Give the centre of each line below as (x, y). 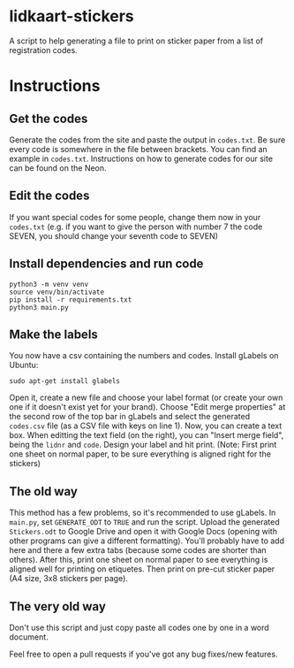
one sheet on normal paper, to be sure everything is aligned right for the (140, 454)
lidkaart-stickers (72, 16)
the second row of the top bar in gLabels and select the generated (129, 417)
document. (29, 637)
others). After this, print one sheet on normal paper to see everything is (139, 560)
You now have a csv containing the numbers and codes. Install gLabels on (144, 356)
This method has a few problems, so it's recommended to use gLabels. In (143, 513)
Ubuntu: (24, 365)
